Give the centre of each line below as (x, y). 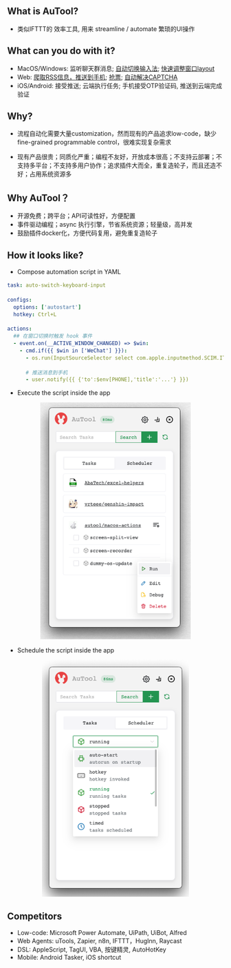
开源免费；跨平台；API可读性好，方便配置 (76, 216)
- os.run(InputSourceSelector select (79, 358)
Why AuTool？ (38, 198)
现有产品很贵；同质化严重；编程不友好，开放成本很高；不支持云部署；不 (119, 157)
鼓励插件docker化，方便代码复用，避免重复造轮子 (87, 233)
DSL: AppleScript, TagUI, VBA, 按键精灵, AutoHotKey (91, 949)
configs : (20, 300)
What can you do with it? (61, 51)
